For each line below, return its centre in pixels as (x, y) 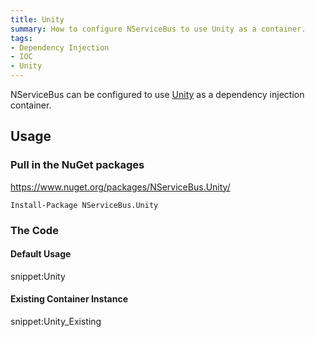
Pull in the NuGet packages (77, 165)
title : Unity (37, 19)
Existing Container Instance (69, 299)
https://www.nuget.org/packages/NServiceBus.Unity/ (120, 187)
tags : (21, 38)
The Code (34, 230)
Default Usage (41, 254)
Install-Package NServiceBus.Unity (84, 205)
